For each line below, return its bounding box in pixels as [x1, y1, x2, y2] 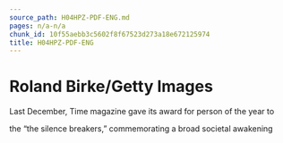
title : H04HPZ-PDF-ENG [9, 38, 94, 47]
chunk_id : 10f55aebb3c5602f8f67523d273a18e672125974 [9, 29, 210, 38]
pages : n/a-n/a [9, 21, 66, 30]
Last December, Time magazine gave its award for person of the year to [9, 106, 275, 117]
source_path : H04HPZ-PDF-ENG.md [9, 13, 130, 22]
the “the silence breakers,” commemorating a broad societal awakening [9, 123, 273, 134]
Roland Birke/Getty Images [9, 77, 213, 97]
